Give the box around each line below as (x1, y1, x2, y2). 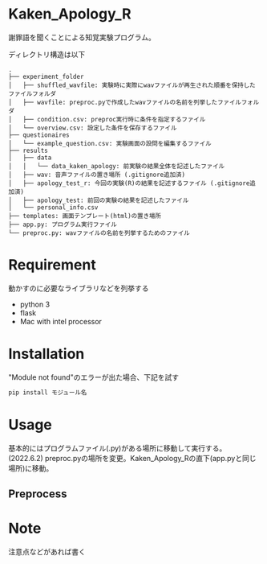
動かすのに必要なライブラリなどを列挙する (8, 283, 149, 293)
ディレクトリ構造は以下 (8, 49, 86, 59)
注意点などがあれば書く (8, 546, 86, 556)
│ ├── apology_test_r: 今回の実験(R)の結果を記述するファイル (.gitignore (8, 179, 250, 187)
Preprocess (8, 488, 67, 501)
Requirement (8, 256, 96, 274)
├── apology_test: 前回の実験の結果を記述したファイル (22, 196, 189, 204)
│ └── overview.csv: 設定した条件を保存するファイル (8, 124, 177, 132)
